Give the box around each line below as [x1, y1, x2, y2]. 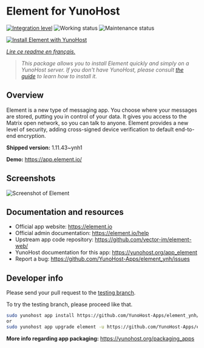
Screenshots [6, 173, 56, 183]
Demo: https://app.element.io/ [6, 155, 82, 163]
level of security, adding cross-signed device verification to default [6, 126, 174, 133]
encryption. [17, 132, 46, 139]
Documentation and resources [6, 206, 124, 217]
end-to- [175, 126, 195, 133]
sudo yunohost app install [6, 313, 75, 319]
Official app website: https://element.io [15, 223, 112, 230]
